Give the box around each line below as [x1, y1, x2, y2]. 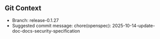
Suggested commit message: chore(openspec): [12, 22, 112, 28]
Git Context [5, 4, 41, 12]
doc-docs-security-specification [12, 27, 80, 34]
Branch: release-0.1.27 [12, 17, 59, 23]
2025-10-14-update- [112, 22, 155, 28]
